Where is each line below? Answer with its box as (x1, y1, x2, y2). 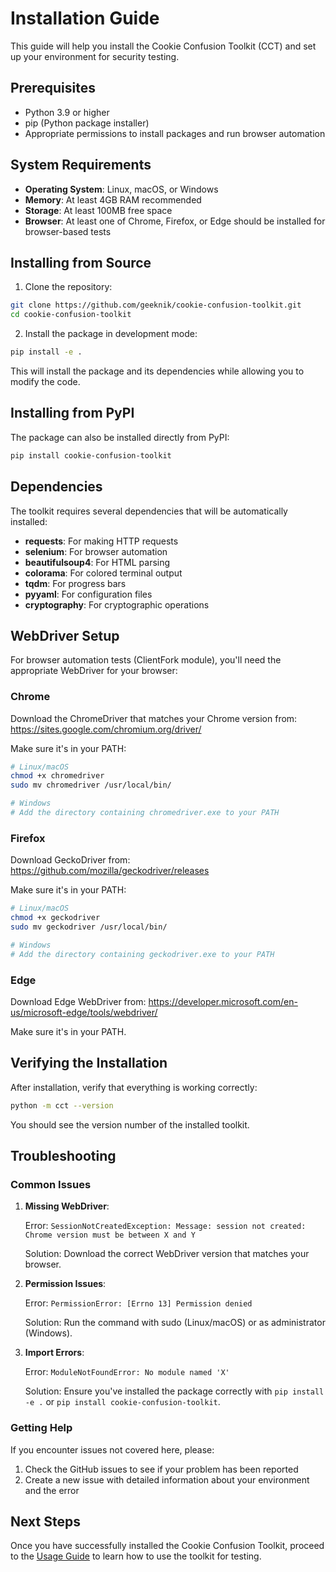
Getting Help (10, 1421, 73, 1435)
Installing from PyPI (10, 405, 135, 422)
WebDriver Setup (10, 627, 120, 644)
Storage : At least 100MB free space (24, 204, 173, 216)
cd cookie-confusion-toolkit (10, 310, 132, 320)
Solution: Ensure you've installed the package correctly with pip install (24, 1385, 325, 1397)
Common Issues (10, 1177, 92, 1191)
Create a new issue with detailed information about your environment (24, 1473, 310, 1486)
